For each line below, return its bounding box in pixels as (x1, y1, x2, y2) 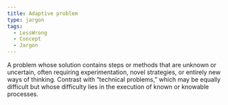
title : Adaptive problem (7, 10, 78, 17)
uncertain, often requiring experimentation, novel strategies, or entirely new (7, 68, 221, 76)
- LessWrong (13, 29, 48, 36)
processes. (7, 90, 39, 98)
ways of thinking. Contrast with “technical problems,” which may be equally (7, 75, 221, 83)
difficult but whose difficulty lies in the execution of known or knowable (7, 83, 209, 91)
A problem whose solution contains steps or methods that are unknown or (7, 61, 217, 69)
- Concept (13, 36, 41, 43)
